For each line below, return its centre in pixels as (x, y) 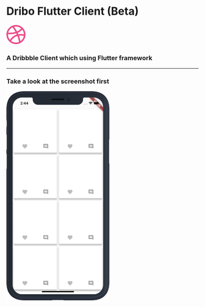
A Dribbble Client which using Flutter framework (79, 58)
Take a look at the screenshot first (58, 81)
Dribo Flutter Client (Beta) (73, 11)
